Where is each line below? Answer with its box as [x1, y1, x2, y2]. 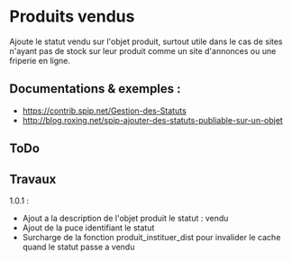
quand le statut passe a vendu [22, 241, 135, 252]
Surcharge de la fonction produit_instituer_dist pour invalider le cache [22, 231, 281, 242]
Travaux [9, 171, 57, 186]
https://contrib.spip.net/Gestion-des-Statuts [22, 105, 187, 116]
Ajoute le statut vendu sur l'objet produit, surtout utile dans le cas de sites [9, 36, 283, 47]
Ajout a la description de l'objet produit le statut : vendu [22, 212, 229, 223]
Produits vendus [9, 6, 135, 27]
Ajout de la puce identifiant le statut [22, 222, 155, 233]
